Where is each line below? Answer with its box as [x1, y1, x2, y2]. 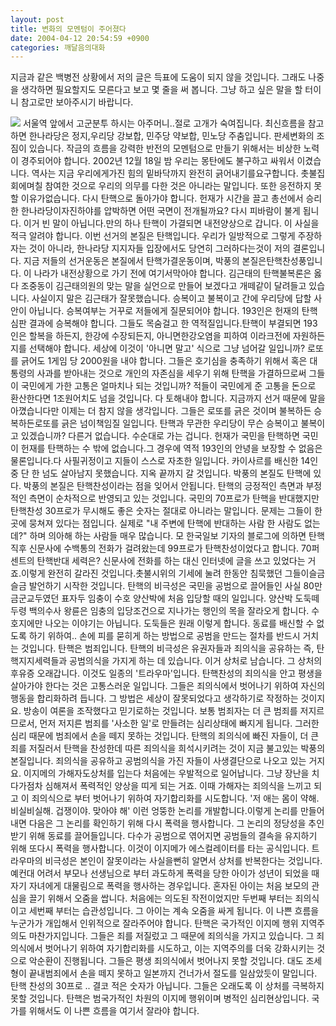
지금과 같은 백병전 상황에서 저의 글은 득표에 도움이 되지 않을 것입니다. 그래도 [10, 71, 307, 83]
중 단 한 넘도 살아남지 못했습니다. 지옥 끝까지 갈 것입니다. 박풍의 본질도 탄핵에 [10, 467, 312, 480]
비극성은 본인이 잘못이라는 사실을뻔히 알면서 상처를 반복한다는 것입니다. [44, 855, 323, 867]
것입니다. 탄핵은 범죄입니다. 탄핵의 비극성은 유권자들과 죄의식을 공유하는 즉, [20, 642, 315, 655]
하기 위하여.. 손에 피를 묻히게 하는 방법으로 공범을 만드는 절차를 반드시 [28, 630, 301, 642]
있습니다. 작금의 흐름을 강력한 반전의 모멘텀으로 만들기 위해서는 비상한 [28, 142, 302, 155]
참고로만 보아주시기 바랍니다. [20, 96, 134, 108]
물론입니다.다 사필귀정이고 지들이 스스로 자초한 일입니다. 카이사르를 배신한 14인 [10, 455, 319, 467]
